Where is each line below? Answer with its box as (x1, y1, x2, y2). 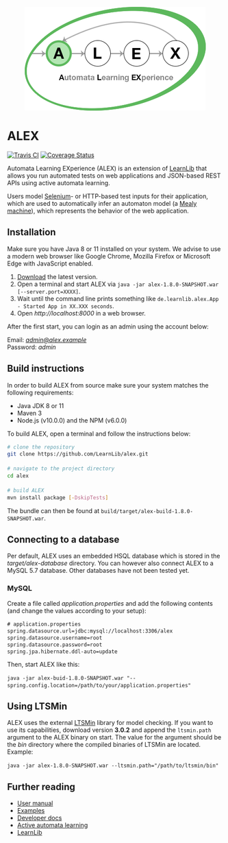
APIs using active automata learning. (7, 178, 111, 187)
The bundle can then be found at (7, 506, 100, 514)
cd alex (7, 473, 29, 479)
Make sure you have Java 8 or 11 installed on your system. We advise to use (7, 244, 221, 253)
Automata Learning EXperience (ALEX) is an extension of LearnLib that (7, 164, 207, 172)
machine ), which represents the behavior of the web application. (7, 206, 190, 215)
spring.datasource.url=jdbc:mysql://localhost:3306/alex (7, 628, 173, 634)
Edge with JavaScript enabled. (7, 259, 94, 268)
